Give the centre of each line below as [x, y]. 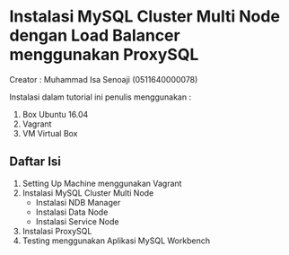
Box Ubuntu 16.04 [55, 114]
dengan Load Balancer [95, 35]
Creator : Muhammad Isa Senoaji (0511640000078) [104, 79]
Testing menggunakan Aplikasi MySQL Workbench [116, 241]
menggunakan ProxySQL [104, 55]
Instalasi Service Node [77, 221]
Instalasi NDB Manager [78, 202]
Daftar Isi [35, 162]
